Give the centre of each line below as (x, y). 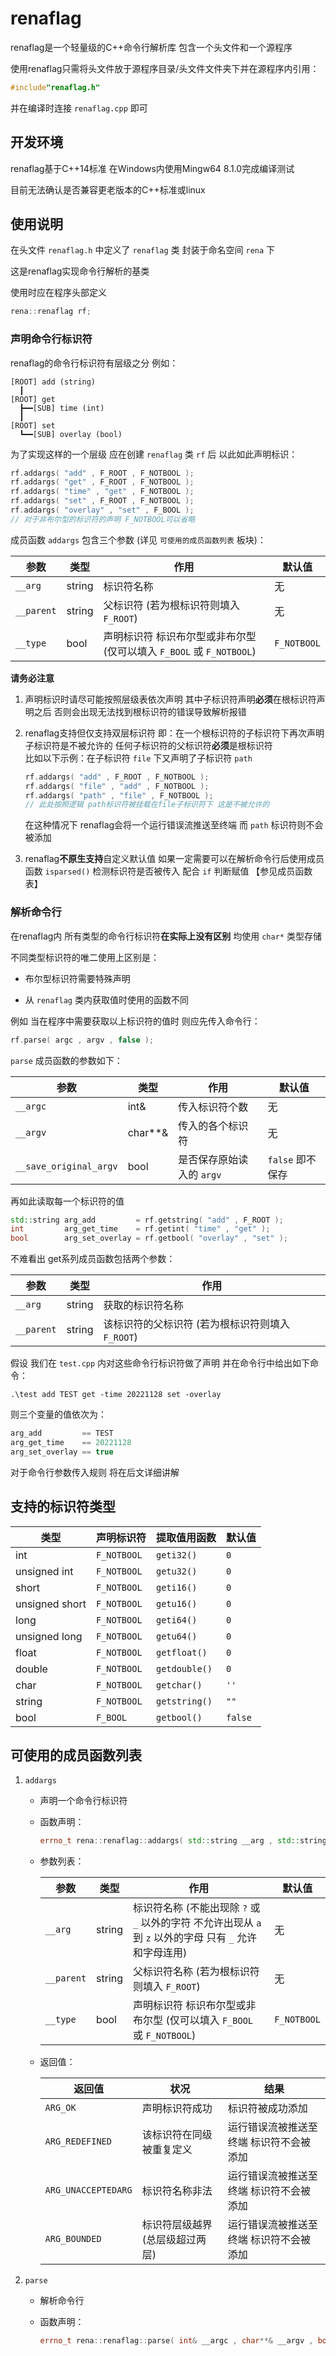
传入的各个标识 (213, 1125)
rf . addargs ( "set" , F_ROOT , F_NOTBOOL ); (102, 501)
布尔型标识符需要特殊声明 (77, 978)
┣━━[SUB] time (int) (62, 408)
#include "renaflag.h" (55, 87)
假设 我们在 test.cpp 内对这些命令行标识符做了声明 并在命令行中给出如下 (160, 1363)
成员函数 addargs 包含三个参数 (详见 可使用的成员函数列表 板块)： (138, 539)
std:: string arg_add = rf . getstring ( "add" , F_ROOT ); (147, 1220)
